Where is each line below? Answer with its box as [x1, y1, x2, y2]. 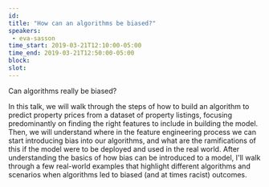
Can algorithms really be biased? [8, 86, 117, 96]
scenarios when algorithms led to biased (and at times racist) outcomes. [8, 169, 247, 179]
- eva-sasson [11, 34, 56, 43]
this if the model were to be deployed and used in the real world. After [8, 144, 240, 153]
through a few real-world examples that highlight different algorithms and [8, 161, 251, 171]
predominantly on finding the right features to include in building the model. [8, 118, 259, 128]
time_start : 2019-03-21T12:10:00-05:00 [8, 42, 142, 50]
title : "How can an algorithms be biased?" [8, 19, 157, 27]
